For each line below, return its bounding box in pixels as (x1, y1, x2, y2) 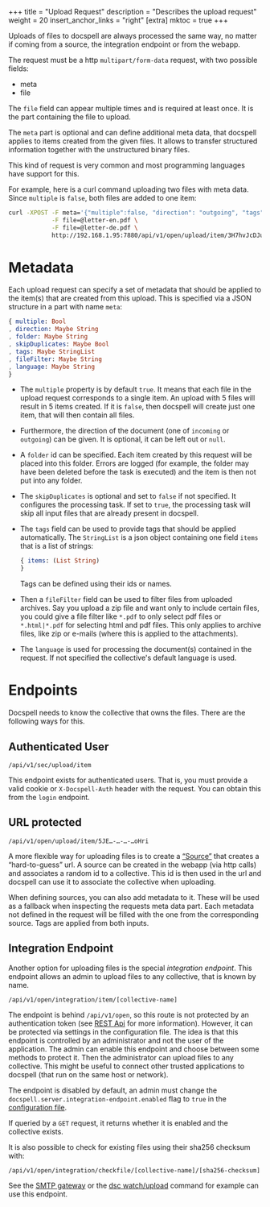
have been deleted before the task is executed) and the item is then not (19, 467, 256, 477)
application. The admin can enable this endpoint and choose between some (8, 1043, 260, 1054)
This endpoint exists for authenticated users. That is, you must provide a (8, 775, 248, 785)
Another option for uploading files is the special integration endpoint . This (8, 963, 252, 973)
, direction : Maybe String (8, 326, 99, 334)
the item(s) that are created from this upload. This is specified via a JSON (8, 293, 252, 303)
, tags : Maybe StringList (8, 347, 95, 355)
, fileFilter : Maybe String (8, 355, 103, 363)
